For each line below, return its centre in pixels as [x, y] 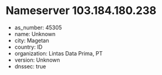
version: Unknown [37, 60]
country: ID [29, 47]
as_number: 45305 [38, 27]
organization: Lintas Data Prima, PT [59, 53]
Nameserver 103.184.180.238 [81, 11]
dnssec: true [30, 66]
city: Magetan [32, 40]
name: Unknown [35, 34]
